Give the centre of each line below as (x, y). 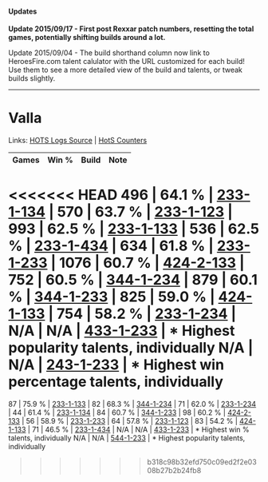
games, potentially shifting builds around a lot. (87, 38)
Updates (23, 11)
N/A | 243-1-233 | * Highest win (116, 365)
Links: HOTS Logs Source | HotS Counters (78, 141)
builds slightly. (32, 78)
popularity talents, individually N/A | (131, 348)
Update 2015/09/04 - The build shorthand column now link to (109, 53)
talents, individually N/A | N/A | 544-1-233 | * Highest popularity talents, (127, 438)
